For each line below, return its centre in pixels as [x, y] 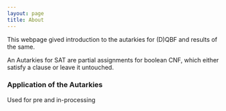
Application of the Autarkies [55, 85]
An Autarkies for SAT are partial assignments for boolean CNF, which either [113, 60]
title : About [26, 20]
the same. [21, 47]
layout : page [26, 13]
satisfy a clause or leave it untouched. [60, 67]
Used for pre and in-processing [51, 99]
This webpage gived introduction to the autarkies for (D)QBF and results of [112, 39]
